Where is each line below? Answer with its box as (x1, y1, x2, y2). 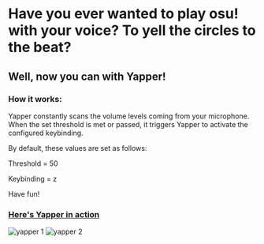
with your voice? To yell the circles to (8, 21, 256, 39)
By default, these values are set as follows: (8, 143, 147, 152)
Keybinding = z (8, 174, 58, 183)
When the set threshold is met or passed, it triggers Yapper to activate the (8, 119, 248, 129)
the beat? (8, 39, 72, 56)
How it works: (8, 93, 62, 104)
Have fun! (8, 189, 40, 198)
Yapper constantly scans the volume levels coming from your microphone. (8, 111, 250, 121)
